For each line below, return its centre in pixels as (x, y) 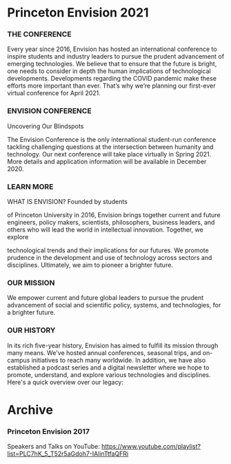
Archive (30, 410)
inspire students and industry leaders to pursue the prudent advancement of (116, 57)
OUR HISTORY (31, 330)
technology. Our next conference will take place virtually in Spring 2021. (109, 154)
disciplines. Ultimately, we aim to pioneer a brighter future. (90, 265)
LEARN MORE (30, 186)
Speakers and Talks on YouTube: (53, 447)
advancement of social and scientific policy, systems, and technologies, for (114, 305)
